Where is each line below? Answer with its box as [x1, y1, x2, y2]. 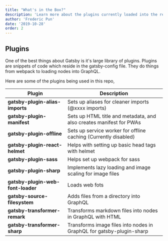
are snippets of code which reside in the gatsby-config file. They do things [5, 63, 159, 69]
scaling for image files [67, 170, 119, 177]
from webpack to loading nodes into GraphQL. [5, 68, 101, 74]
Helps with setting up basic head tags [67, 141, 156, 148]
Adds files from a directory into [67, 192, 140, 199]
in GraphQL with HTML [67, 213, 121, 220]
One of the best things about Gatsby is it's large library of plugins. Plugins [5, 57, 157, 63]
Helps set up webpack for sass [67, 155, 140, 162]
